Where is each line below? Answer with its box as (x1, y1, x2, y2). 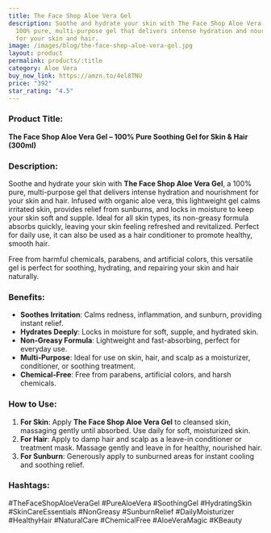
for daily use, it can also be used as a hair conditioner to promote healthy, (8, 230, 252, 239)
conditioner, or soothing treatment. (19, 361, 136, 371)
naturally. (8, 271, 40, 281)
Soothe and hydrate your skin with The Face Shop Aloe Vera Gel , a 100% (8, 178, 252, 188)
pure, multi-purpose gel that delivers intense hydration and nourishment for (8, 187, 260, 197)
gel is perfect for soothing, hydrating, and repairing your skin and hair (8, 263, 240, 273)
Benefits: (8, 291, 46, 302)
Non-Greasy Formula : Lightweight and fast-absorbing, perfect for (19, 335, 240, 345)
